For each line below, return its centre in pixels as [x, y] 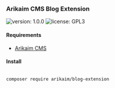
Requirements [24, 35]
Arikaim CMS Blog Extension [48, 9]
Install [14, 62]
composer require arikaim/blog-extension [58, 79]
